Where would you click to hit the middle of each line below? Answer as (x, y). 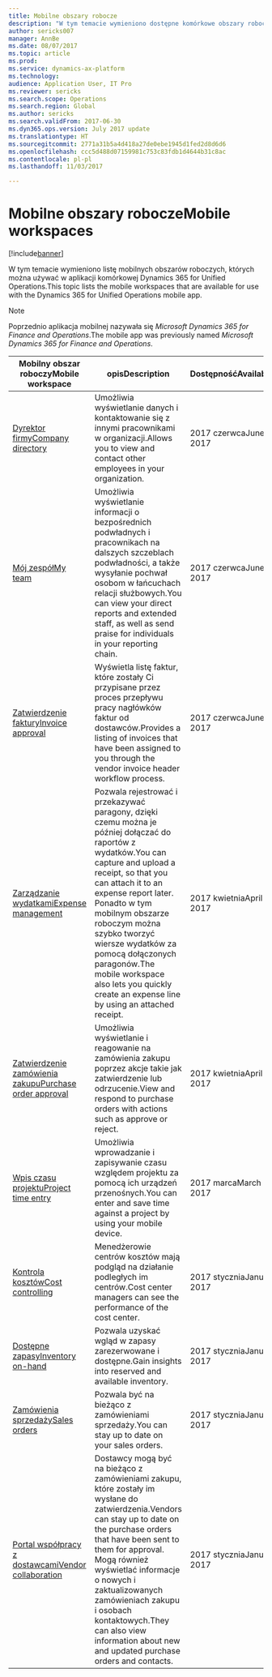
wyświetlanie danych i (136, 408)
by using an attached (134, 1004)
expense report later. (134, 893)
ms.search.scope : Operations (57, 99)
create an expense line (137, 995)
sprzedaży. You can (131, 1425)
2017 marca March (225, 1183)
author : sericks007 (41, 31)
